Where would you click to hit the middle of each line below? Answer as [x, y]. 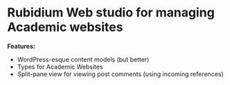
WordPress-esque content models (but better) [83, 59]
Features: [21, 46]
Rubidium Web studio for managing [111, 13]
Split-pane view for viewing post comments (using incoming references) [120, 74]
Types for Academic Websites [60, 66]
